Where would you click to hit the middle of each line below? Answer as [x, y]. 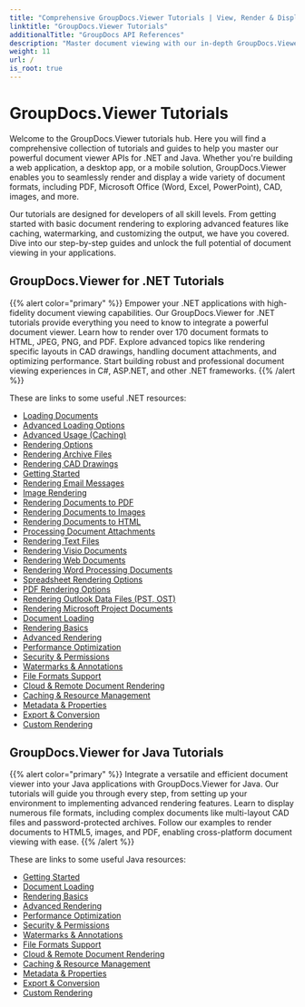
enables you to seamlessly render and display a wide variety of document [148, 177]
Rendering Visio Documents [74, 550]
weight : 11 [30, 52]
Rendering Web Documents [74, 560]
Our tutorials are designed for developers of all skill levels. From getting [143, 213]
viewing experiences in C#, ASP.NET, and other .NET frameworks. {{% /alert [152, 370]
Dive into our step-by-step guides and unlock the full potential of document [151, 242]
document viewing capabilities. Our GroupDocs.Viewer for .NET [156, 312]
